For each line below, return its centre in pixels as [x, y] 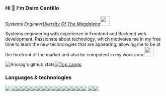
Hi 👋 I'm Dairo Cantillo [32, 8]
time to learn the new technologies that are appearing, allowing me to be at [83, 44]
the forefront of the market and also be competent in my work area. [75, 55]
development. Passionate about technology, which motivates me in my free [83, 39]
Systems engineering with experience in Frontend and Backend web [76, 34]
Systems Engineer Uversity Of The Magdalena [53, 24]
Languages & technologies [38, 77]
